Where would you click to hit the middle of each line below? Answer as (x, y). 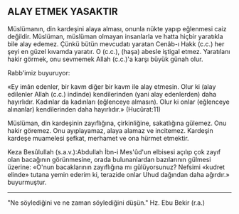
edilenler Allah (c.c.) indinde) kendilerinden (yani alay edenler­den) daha (112, 94)
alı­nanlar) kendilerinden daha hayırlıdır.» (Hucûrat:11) (84, 109)
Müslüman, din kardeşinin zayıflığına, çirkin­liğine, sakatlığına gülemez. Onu (117, 123)
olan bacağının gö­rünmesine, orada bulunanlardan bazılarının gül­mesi (109, 159)
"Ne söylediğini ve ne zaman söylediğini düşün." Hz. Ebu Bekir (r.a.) (106, 203)
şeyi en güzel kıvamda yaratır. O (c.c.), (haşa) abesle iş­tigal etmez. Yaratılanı (119, 51)
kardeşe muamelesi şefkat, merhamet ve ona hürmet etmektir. (99, 138)
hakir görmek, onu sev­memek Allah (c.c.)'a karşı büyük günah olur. (105, 59)
